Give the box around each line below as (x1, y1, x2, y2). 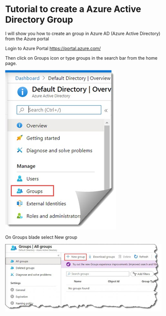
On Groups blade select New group (5, 234, 78, 240)
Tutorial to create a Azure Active (5, 3, 142, 15)
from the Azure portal (5, 36, 49, 42)
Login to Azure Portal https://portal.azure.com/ (5, 45, 101, 51)
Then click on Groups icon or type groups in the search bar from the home (5, 55, 158, 61)
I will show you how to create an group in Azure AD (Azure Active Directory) (5, 30, 161, 36)
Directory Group (5, 14, 74, 25)
